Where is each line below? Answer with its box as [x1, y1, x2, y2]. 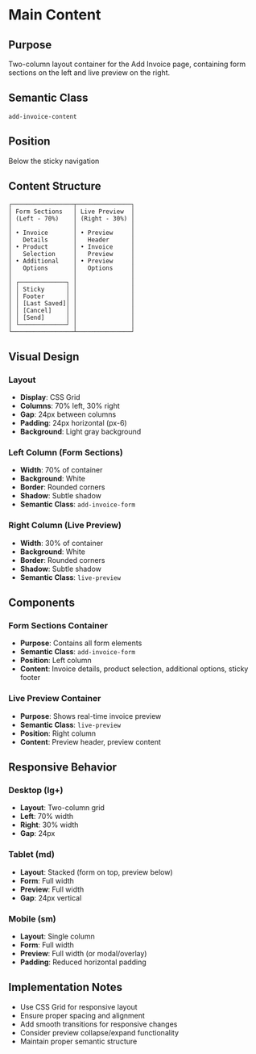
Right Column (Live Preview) [8, 519, 122, 531]
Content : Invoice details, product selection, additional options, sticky [19, 664, 249, 674]
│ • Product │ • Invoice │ [8, 243, 135, 251]
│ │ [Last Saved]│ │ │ [8, 300, 135, 308]
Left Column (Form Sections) [8, 447, 123, 458]
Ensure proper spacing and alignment [19, 1010, 145, 1020]
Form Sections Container [8, 620, 109, 632]
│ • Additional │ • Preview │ [8, 257, 135, 266]
